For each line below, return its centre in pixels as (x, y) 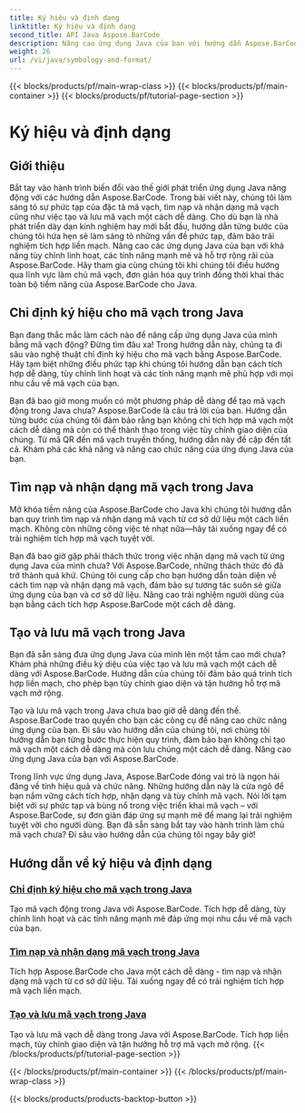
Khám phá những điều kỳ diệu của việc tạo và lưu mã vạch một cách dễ (143, 664)
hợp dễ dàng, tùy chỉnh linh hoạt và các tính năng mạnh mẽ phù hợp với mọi (151, 373)
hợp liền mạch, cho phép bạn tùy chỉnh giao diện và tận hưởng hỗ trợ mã (145, 684)
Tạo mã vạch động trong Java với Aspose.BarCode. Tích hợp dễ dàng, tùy (148, 909)
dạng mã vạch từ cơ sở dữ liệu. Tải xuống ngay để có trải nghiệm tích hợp (147, 981)
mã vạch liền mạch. (46, 991)
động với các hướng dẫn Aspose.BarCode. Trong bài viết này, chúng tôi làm (151, 197)
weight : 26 (30, 52)
